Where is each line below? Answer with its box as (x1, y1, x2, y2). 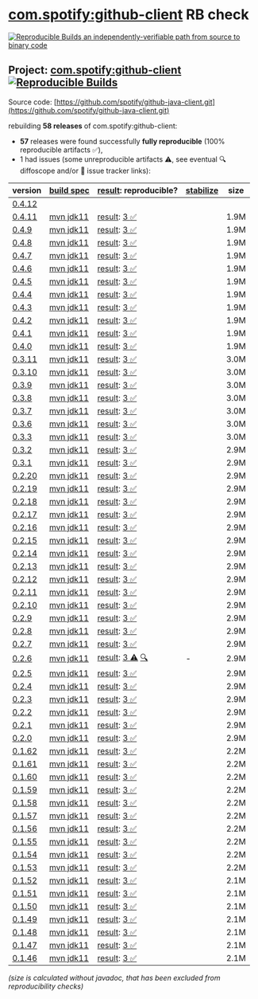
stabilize (185, 185, 219, 196)
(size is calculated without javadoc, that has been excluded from (8, 973, 221, 982)
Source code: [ (8, 97, 57, 107)
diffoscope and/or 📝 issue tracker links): (19, 166, 151, 175)
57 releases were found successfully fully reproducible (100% (19, 136, 225, 146)
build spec (48, 185, 90, 196)
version (12, 185, 42, 196)
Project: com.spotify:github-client (8, 64, 182, 77)
